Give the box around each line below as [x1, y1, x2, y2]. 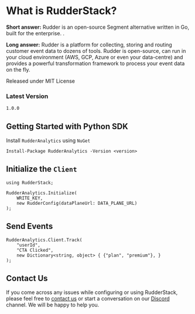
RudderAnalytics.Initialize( [6, 190, 77, 196]
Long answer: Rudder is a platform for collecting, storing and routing [6, 41, 173, 48]
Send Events [6, 221, 53, 231]
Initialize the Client [6, 164, 77, 174]
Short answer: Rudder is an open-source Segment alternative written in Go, [6, 23, 189, 31]
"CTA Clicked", [16, 247, 54, 253]
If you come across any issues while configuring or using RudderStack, [6, 289, 178, 296]
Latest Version [6, 92, 49, 100]
